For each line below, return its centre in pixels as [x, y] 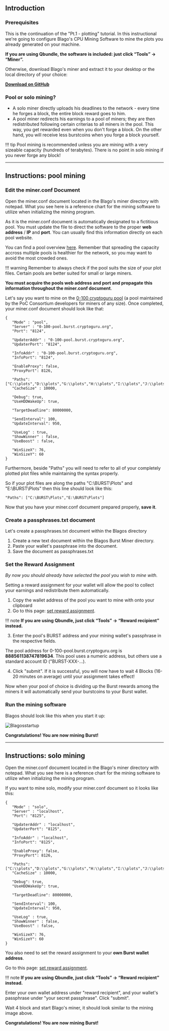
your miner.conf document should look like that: [55, 308]
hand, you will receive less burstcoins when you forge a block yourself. [86, 135]
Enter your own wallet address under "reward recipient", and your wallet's [82, 993]
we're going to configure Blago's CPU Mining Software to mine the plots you [84, 39]
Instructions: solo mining [45, 756]
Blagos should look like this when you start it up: [55, 716]
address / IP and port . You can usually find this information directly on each [84, 232]
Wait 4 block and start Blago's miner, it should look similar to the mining [79, 1008]
